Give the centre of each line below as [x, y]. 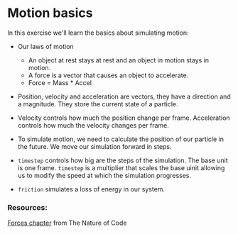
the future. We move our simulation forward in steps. [94, 146]
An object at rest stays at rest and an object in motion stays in [119, 60]
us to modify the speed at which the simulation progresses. [104, 175]
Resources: [27, 207]
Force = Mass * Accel [60, 82]
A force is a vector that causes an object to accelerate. [108, 75]
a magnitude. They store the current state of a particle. [98, 104]
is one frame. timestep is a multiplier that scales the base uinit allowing [121, 167]
